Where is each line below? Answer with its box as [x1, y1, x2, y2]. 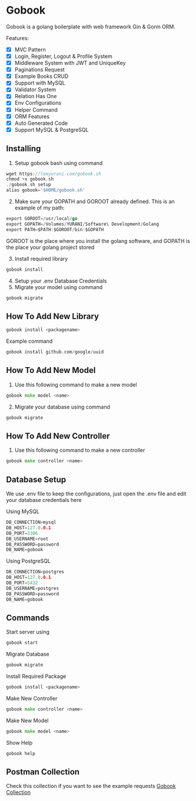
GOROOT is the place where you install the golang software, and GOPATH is [6, 237, 190, 244]
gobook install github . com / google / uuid [6, 349, 104, 355]
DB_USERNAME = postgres [6, 585, 59, 591]
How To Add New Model [6, 365, 96, 375]
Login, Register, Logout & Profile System [14, 53, 113, 60]
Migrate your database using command [14, 403, 111, 410]
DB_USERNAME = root [6, 536, 49, 541]
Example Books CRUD [14, 73, 69, 80]
